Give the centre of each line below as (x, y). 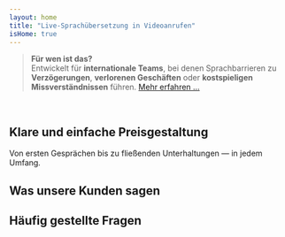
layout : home (33, 17)
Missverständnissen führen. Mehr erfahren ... (116, 87)
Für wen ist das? (62, 59)
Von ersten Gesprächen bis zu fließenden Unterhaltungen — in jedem (136, 153)
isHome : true (33, 34)
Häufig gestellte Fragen (75, 221)
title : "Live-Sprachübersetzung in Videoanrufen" (103, 26)
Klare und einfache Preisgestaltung (109, 132)
